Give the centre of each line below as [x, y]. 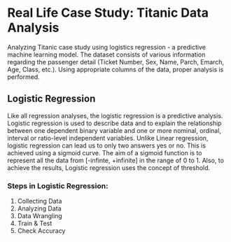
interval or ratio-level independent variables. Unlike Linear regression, [108, 138]
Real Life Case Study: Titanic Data [108, 13]
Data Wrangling [40, 216]
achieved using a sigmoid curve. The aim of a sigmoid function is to [105, 152]
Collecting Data [40, 201]
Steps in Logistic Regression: [58, 185]
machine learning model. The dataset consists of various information [106, 55]
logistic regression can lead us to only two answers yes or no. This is [107, 145]
